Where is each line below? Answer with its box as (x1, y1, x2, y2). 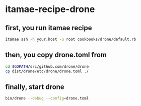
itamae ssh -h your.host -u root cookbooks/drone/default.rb (5, 37, 136, 42)
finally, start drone (5, 82, 64, 91)
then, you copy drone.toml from (5, 51, 107, 59)
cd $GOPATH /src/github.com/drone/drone (5, 64, 89, 69)
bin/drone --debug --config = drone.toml (5, 96, 89, 101)
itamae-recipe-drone (5, 4, 95, 15)
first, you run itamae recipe (5, 24, 92, 32)
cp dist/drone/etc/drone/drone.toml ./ (5, 69, 89, 74)
